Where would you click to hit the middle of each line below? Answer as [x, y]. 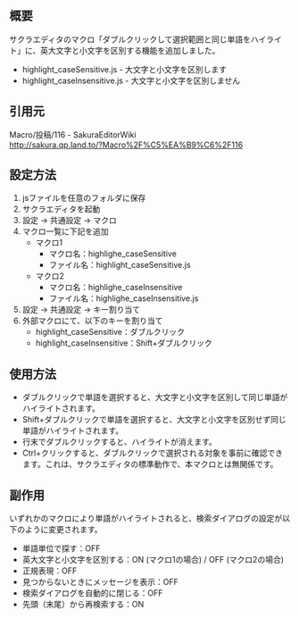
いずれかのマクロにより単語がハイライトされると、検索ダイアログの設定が [146, 518]
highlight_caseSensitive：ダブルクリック [110, 332]
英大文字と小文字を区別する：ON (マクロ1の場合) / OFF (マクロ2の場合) [153, 560]
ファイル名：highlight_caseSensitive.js [120, 265]
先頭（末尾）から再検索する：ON [83, 605]
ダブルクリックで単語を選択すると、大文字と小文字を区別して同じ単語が [155, 397]
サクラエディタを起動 [61, 209]
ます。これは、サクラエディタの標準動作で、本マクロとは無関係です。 [150, 464]
